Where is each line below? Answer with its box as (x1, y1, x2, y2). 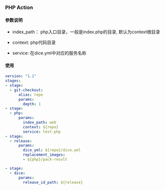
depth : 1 (23, 101, 41, 106)
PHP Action (5, 4, 33, 11)
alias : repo (18, 92, 43, 97)
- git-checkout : (9, 88, 43, 93)
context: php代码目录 (12, 39, 56, 46)
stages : (5, 79, 21, 84)
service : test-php (23, 129, 61, 134)
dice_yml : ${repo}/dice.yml (23, 148, 81, 153)
